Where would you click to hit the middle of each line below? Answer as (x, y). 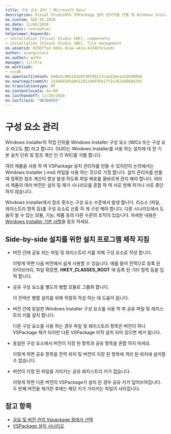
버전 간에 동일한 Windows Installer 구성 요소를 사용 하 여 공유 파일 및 (81, 309)
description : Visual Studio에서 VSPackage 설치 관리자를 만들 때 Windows (79, 15)
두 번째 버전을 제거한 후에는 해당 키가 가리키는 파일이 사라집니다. (76, 389)
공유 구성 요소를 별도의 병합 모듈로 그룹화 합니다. (61, 287)
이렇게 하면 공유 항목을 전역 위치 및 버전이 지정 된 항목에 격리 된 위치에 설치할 (89, 354)
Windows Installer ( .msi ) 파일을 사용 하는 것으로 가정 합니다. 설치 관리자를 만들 (84, 172)
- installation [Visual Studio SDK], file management (64, 43)
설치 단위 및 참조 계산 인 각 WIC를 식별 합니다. (56, 155)
